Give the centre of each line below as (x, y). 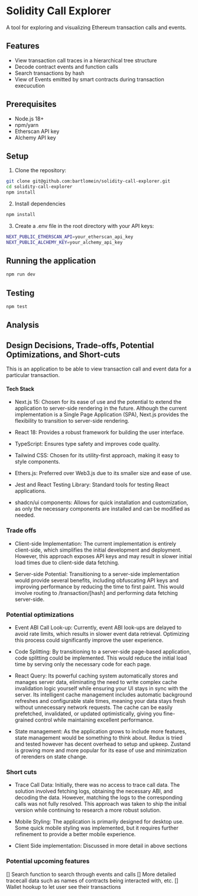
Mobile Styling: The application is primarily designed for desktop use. (99, 822)
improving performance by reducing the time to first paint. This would (99, 587)
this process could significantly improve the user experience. (89, 640)
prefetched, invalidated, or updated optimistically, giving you (88, 713)
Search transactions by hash (49, 73)
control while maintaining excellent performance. (94, 720)
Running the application (51, 261)
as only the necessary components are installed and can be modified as (102, 509)
